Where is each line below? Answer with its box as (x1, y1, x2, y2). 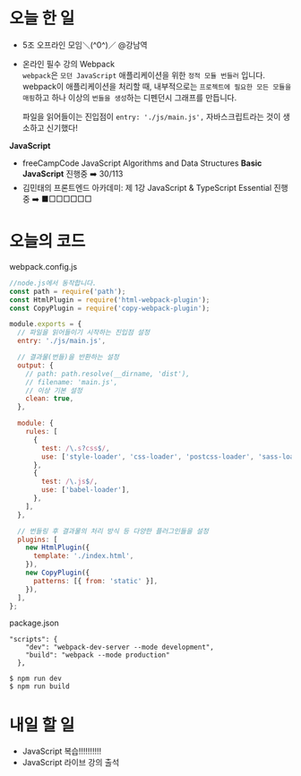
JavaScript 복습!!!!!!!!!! (21, 746, 101, 757)
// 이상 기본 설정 (25, 386, 83, 395)
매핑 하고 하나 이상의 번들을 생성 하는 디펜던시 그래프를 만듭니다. (21, 91, 237, 103)
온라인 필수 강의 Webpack (21, 58, 115, 69)
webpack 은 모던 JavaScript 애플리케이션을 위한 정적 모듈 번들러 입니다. (21, 69, 266, 81)
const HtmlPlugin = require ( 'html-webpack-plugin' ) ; (9, 295, 211, 305)
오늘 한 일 (9, 8, 75, 29)
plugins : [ (17, 535, 58, 544)
